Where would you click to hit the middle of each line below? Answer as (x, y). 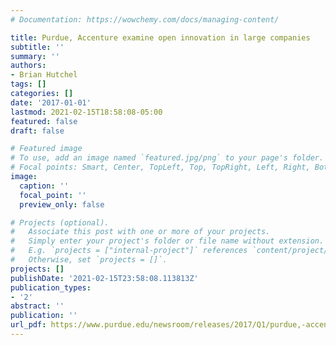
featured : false (44, 121)
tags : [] (28, 84)
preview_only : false (62, 204)
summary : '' (35, 56)
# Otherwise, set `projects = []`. (89, 260)
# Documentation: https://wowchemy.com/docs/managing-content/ (145, 19)
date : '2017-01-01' (51, 102)
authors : (28, 66)
